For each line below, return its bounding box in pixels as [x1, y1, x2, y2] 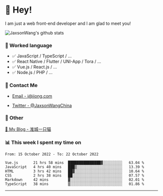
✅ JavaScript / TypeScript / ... [12, 53, 72, 59]
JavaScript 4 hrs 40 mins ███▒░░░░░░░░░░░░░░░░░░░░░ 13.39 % [5, 165, 145, 170]
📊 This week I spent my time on [5, 139, 81, 145]
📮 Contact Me [5, 82, 38, 89]
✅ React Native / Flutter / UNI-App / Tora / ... [12, 58, 101, 65]
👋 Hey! [5, 4, 33, 16]
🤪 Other [5, 114, 23, 121]
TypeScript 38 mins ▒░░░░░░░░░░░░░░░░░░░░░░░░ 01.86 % [5, 182, 145, 187]
